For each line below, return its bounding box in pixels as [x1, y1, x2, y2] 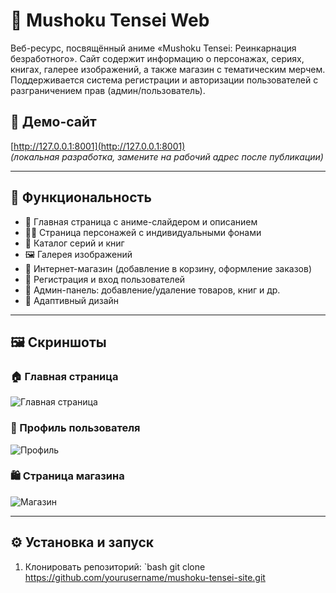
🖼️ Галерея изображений [24, 248, 133, 260]
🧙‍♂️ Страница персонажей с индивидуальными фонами [24, 226, 262, 238]
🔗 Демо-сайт [10, 114, 97, 131]
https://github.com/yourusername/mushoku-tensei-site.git [24, 571, 266, 583]
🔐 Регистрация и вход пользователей [24, 273, 186, 285]
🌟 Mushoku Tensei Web [10, 9, 210, 32]
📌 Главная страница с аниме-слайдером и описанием [24, 215, 258, 228]
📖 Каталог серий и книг [24, 237, 125, 249]
